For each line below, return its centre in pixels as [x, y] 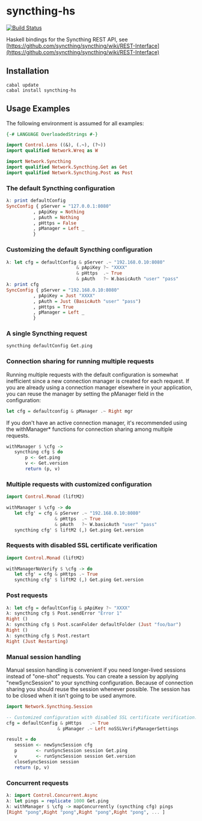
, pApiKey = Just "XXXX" [64, 296]
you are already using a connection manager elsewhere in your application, [99, 387]
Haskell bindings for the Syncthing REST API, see [67, 39]
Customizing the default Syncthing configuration [79, 250]
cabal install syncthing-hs [41, 90]
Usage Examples [38, 109]
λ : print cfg [23, 285]
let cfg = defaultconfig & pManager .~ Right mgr [70, 411]
